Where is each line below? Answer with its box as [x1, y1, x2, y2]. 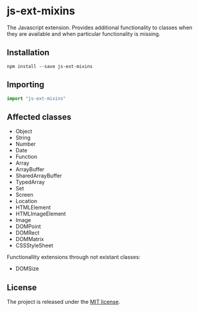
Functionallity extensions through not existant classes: [7, 254, 141, 261]
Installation [7, 48, 50, 58]
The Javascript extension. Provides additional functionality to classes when [7, 24, 193, 31]
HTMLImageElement [15, 210, 66, 217]
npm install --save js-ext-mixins [7, 63, 93, 69]
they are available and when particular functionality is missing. [7, 30, 161, 37]
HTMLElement [15, 204, 51, 211]
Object [15, 128, 32, 135]
